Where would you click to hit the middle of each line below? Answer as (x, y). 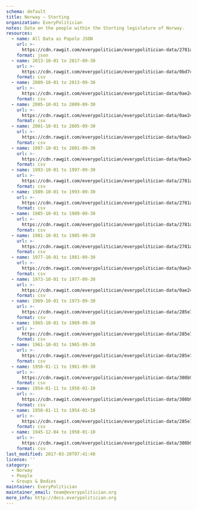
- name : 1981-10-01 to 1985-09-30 (53, 236)
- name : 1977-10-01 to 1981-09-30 (53, 257)
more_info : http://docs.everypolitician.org (61, 498)
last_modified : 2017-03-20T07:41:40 (51, 454)
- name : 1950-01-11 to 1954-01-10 (53, 410)
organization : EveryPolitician (44, 22)
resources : (19, 33)
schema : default (26, 11)
